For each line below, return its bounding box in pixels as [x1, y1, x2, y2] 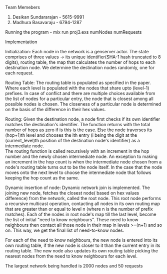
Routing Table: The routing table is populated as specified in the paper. [5, 80, 151, 85]
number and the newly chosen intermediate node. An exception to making [5, 153, 157, 159]
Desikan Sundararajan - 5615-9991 [12, 14, 84, 20]
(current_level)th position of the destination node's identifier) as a [5, 138, 140, 143]
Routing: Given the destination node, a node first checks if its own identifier [5, 116, 160, 122]
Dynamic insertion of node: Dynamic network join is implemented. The [5, 185, 150, 191]
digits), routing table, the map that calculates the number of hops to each [5, 59, 156, 65]
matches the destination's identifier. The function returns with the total [5, 122, 150, 127]
